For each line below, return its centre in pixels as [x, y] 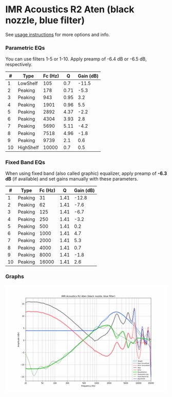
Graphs [15, 276]
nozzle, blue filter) [45, 20]
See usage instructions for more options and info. [58, 34]
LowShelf [28, 83]
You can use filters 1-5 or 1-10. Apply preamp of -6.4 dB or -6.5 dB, [76, 59]
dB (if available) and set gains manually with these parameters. [72, 179]
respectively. [19, 65]
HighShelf [28, 148]
